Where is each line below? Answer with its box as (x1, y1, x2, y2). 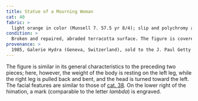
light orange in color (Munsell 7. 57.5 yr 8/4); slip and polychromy (11, 25, 189, 31)
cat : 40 (6, 14, 25, 20)
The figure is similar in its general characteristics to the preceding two (6, 63, 176, 70)
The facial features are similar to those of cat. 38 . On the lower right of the (6, 82, 187, 89)
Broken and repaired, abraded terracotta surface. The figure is (11, 36, 176, 42)
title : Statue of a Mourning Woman (6, 8, 94, 15)
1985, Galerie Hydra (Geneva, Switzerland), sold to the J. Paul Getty (11, 47, 192, 53)
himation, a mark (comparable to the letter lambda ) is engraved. (6, 87, 161, 95)
